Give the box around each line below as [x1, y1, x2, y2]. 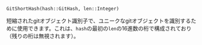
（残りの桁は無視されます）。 [6, 32, 79, 40]
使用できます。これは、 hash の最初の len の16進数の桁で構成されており [17, 25, 192, 32]
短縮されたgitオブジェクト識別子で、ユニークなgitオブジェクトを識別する [6, 17, 192, 24]
